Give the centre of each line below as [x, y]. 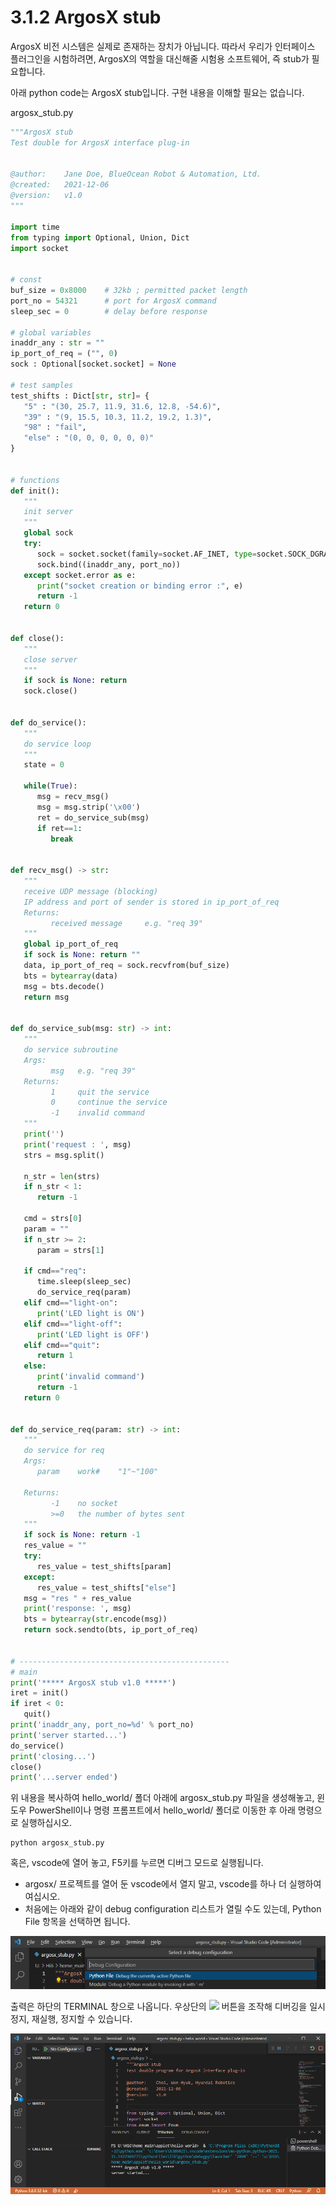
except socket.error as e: [80, 575]
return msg [46, 997]
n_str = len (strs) [62, 1176]
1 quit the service [100, 1092]
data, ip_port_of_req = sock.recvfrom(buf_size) [126, 966]
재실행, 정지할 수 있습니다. [82, 2018]
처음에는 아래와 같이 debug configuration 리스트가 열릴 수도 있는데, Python [173, 1909]
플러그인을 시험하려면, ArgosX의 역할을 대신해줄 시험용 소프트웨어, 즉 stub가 [160, 58]
